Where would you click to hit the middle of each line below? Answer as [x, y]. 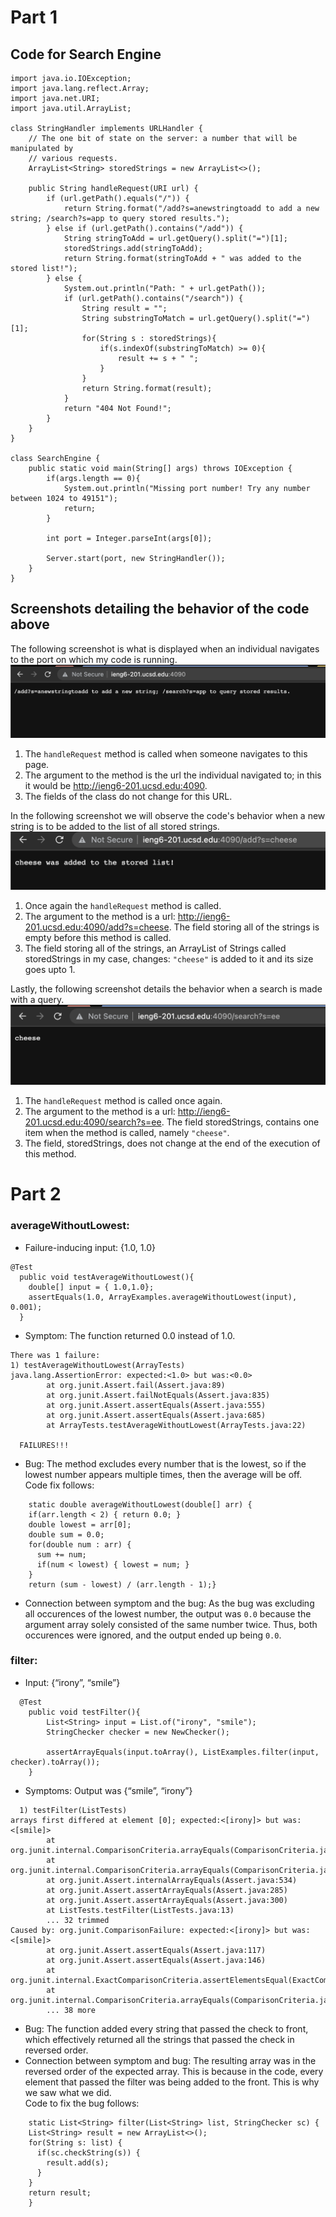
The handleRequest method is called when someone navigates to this [166, 754]
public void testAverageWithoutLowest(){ [107, 1277]
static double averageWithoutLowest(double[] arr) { [140, 1504]
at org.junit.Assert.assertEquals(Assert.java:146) [156, 1960]
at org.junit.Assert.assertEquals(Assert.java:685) [156, 1415]
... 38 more [71, 2010]
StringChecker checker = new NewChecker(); [138, 1732]
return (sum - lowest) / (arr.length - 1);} [122, 1584]
